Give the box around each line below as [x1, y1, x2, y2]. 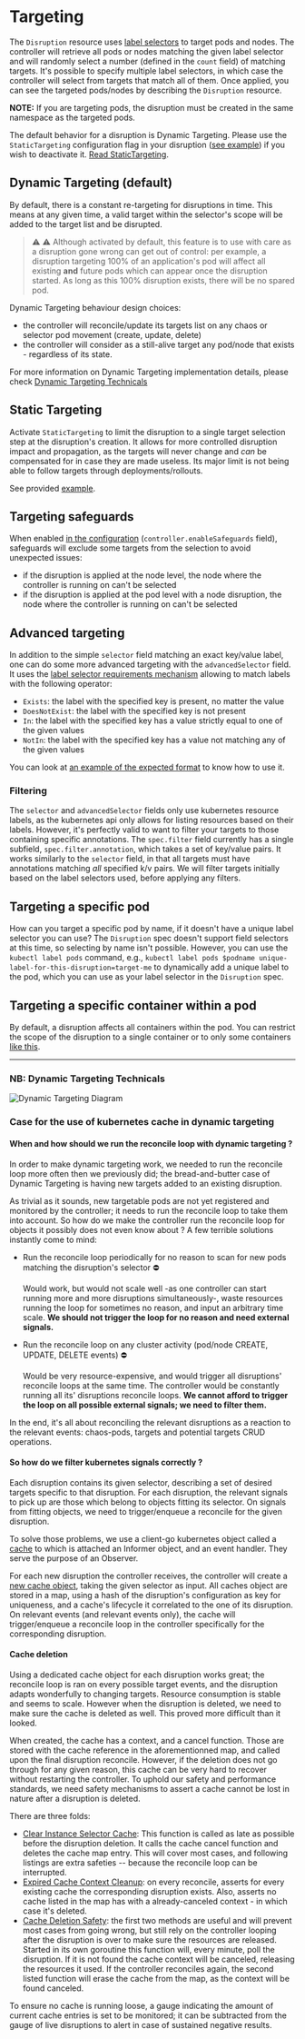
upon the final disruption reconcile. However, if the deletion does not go [9, 1754, 278, 1765]
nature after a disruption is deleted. [9, 1793, 141, 1804]
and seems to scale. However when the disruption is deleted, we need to [9, 1697, 281, 1709]
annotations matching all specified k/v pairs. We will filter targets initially [9, 863, 280, 874]
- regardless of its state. [22, 348, 113, 360]
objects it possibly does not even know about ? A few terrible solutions [9, 1224, 274, 1235]
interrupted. [22, 1866, 67, 1877]
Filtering [9, 784, 47, 797]
